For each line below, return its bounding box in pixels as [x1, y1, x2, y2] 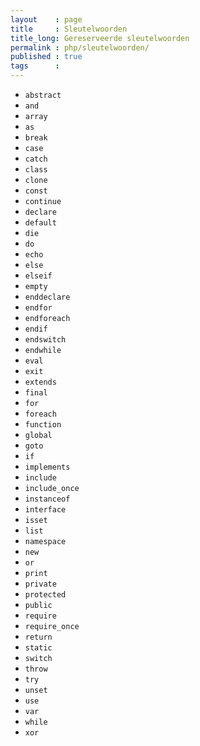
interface [24, 505, 67, 515]
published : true [10, 52, 83, 62]
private [24, 579, 57, 589]
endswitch [24, 335, 67, 345]
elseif [24, 271, 53, 281]
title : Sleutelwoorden [10, 24, 128, 34]
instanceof [24, 494, 71, 504]
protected [24, 590, 67, 600]
